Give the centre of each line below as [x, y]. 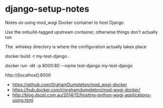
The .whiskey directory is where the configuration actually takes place [76, 46]
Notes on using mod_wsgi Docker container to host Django [64, 22]
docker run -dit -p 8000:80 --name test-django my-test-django [69, 65]
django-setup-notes [47, 9]
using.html [23, 100]
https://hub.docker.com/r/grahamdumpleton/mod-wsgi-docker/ [76, 89]
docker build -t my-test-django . [37, 56]
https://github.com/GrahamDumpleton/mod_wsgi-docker [70, 85]
